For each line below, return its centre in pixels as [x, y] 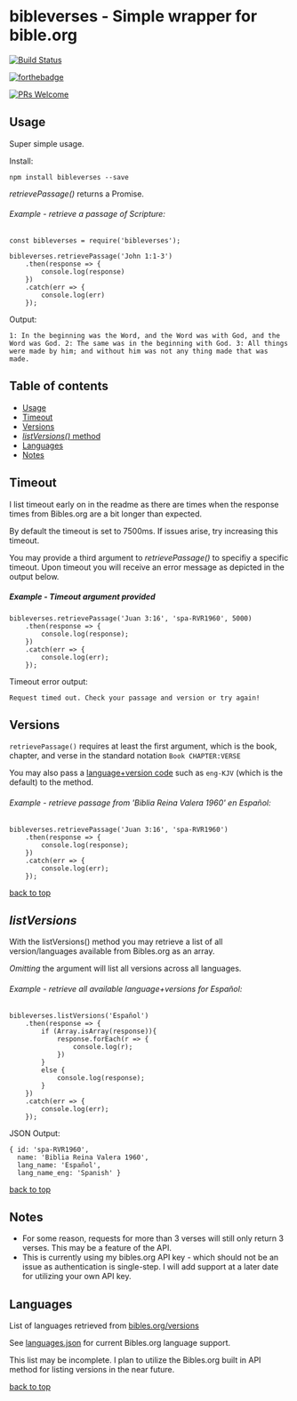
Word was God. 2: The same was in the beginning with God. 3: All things [149, 343]
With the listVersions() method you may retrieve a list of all [116, 942]
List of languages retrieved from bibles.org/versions [104, 1325]
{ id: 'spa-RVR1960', [49, 1149]
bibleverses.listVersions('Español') [79, 1015]
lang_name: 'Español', [59, 1165]
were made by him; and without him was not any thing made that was [139, 351]
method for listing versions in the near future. [92, 1370]
